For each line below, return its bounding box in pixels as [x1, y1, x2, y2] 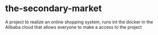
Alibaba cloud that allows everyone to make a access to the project [5, 24, 142, 30]
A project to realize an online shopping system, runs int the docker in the [5, 19, 154, 25]
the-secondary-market [5, 3, 102, 14]
